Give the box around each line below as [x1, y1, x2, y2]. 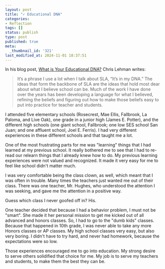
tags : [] [5, 26, 23, 30]
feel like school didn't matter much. [5, 163, 77, 169]
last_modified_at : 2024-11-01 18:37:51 [5, 53, 87, 58]
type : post [5, 35, 27, 40]
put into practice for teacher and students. [17, 102, 103, 108]
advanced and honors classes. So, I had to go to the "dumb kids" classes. [5, 217, 155, 224]
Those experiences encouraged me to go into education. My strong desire [5, 248, 156, 254]
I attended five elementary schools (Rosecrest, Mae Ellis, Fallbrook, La [5, 112, 147, 118]
